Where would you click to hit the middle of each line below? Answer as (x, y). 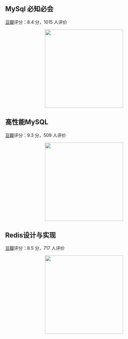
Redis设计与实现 (30, 235)
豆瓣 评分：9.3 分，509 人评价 (36, 135)
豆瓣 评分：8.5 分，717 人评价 (35, 248)
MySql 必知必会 (29, 9)
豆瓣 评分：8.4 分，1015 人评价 (36, 22)
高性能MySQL (27, 122)
